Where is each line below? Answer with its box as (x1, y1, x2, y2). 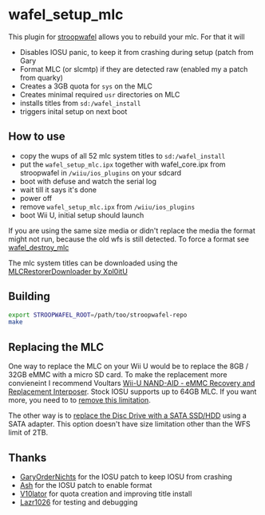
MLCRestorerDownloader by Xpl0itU (8, 266, 128, 276)
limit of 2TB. (8, 428, 49, 438)
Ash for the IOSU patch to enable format (19, 480, 152, 489)
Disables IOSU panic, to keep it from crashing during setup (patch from (19, 47, 254, 57)
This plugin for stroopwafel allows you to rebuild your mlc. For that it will (8, 32, 245, 41)
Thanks (8, 450, 47, 464)
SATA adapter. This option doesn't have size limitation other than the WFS (8, 419, 251, 429)
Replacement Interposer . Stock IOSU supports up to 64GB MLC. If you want (8, 387, 257, 396)
